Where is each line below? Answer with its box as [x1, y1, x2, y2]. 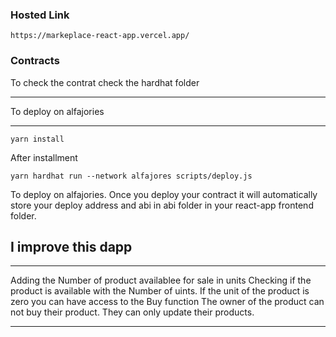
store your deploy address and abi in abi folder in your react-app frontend [10, 199, 314, 211]
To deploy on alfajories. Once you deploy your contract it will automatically [10, 188, 318, 200]
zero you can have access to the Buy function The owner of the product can [10, 296, 325, 308]
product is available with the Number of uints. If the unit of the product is [10, 285, 310, 297]
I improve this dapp [10, 238, 133, 255]
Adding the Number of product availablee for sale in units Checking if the [10, 274, 312, 287]
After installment [10, 151, 78, 163]
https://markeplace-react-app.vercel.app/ [10, 31, 190, 41]
